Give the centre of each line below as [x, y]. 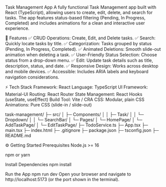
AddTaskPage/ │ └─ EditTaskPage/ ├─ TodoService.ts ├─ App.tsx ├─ [77, 125]
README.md [18, 136]
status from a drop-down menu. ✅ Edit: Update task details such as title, [79, 60]
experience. [17, 28]
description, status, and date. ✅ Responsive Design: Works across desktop [82, 66]
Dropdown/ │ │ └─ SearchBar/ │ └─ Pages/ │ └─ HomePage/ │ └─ [74, 120]
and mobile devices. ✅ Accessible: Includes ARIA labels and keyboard [77, 71]
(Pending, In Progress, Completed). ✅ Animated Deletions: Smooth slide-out [83, 49]
